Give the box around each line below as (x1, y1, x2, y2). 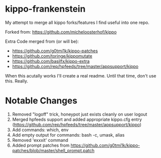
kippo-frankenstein (5, 3, 86, 15)
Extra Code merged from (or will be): (5, 38, 79, 44)
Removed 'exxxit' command (12, 137, 69, 143)
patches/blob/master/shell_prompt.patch (12, 147, 94, 153)
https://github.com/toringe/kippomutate (12, 53, 92, 59)
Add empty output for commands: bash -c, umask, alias (12, 132, 125, 138)
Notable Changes (5, 95, 77, 106)
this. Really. (5, 78, 28, 84)
